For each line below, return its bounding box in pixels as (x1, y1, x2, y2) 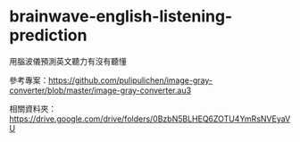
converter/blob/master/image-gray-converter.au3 (9, 85, 192, 96)
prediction (9, 25, 87, 46)
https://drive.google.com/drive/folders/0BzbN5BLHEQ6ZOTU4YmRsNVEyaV (9, 113, 291, 124)
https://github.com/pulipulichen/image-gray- (48, 74, 212, 86)
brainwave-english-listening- (9, 6, 233, 27)
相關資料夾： (9, 103, 56, 113)
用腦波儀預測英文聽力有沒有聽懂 (9, 55, 127, 66)
